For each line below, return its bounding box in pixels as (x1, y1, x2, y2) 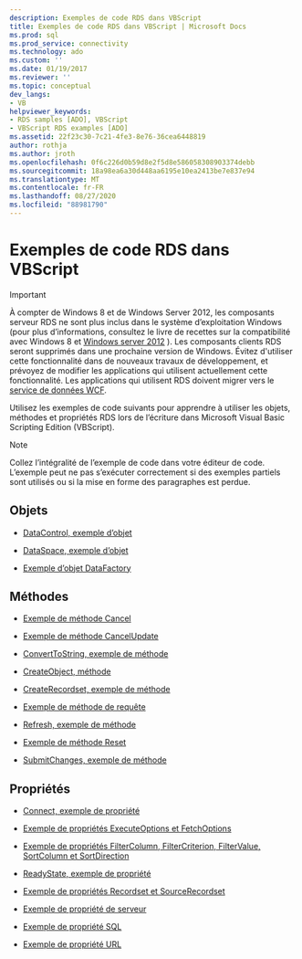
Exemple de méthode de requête (22, 701, 146, 712)
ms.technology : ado (9, 47, 84, 57)
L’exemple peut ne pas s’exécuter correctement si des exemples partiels (9, 467, 281, 478)
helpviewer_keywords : (9, 107, 92, 116)
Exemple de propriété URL (22, 939, 122, 950)
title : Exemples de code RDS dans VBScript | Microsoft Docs (9, 22, 247, 31)
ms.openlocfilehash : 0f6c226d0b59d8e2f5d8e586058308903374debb (9, 157, 255, 167)
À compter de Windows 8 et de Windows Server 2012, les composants (9, 307, 276, 318)
